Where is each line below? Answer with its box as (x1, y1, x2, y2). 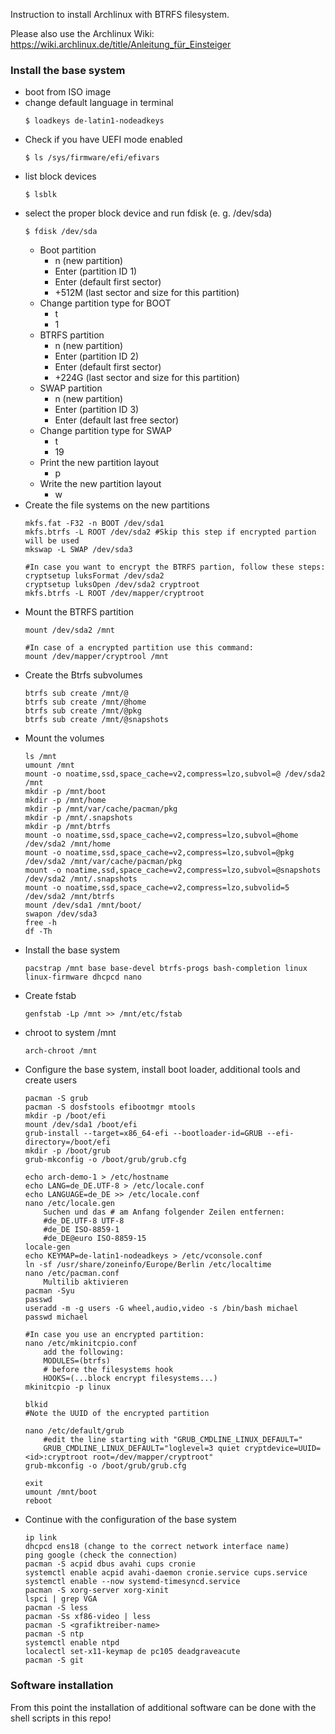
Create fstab (24, 990, 77, 1002)
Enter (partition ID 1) (54, 265, 138, 278)
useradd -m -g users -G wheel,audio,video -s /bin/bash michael (24, 1304, 299, 1314)
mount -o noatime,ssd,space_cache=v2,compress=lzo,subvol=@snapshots (24, 865, 322, 876)
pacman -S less (24, 1603, 89, 1613)
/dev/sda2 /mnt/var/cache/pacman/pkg (24, 857, 183, 867)
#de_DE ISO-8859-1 (43, 1225, 120, 1235)
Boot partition (39, 244, 97, 256)
